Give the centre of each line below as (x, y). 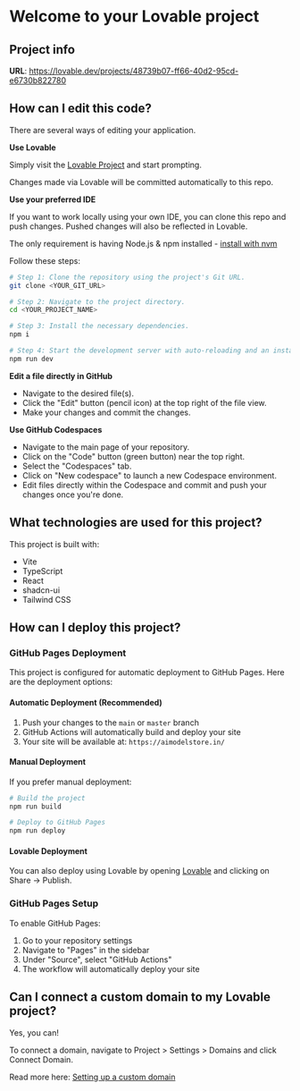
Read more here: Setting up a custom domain (92, 1077)
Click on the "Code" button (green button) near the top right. (133, 456)
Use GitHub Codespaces (56, 429)
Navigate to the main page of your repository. (106, 447)
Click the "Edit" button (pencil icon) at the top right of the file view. (144, 402)
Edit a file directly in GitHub (61, 376)
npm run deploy (37, 831)
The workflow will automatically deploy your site (111, 968)
